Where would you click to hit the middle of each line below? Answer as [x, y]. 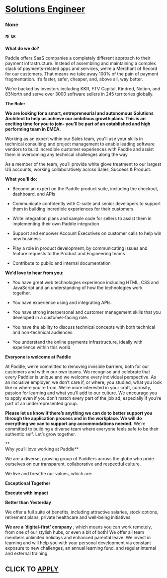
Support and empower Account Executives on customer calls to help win [87, 233]
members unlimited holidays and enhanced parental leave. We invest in [78, 538]
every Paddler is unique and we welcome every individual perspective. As [81, 377]
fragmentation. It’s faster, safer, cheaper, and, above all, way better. [74, 79]
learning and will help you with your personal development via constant [78, 543]
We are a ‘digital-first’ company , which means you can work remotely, [79, 527]
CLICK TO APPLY [32, 569]
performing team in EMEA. [33, 129]
